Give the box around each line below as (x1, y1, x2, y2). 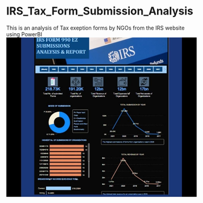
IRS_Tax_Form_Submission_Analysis (6, 4, 193, 18)
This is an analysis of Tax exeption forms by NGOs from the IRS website (6, 24, 185, 31)
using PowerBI (6, 30, 42, 37)
